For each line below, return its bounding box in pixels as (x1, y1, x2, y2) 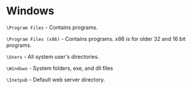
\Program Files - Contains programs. (6, 24, 98, 31)
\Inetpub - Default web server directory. (6, 76, 105, 83)
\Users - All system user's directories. (6, 53, 100, 60)
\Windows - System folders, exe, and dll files (6, 64, 114, 72)
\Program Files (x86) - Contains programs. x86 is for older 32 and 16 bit (6, 35, 186, 42)
